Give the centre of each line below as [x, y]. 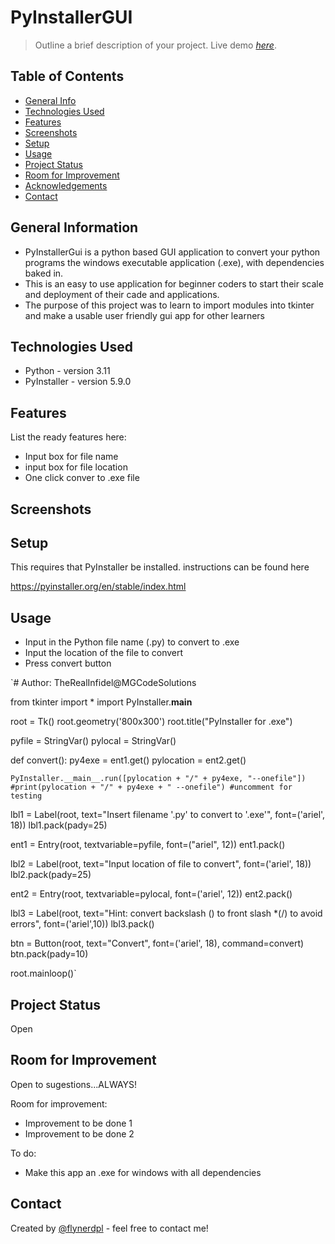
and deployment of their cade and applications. [122, 294]
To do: [23, 1153]
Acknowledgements [66, 185]
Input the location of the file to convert [104, 653]
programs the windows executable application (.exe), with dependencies [174, 262]
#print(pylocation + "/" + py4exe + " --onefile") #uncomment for [151, 787]
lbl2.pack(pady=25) [51, 875]
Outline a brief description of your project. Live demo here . [155, 45]
